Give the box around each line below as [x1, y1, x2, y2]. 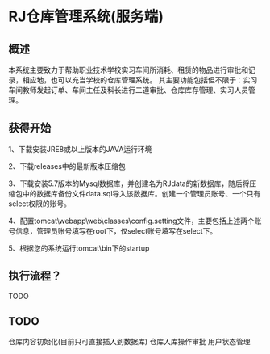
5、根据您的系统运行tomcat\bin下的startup [8, 243, 150, 253]
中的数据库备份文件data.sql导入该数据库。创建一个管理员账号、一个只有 [22, 188, 261, 198]
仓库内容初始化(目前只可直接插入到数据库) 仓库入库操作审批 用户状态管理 [8, 337, 251, 347]
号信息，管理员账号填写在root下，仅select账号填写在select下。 [8, 225, 218, 235]
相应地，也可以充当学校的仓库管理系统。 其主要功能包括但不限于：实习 [22, 75, 258, 85]
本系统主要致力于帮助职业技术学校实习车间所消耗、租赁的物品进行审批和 [8, 65, 248, 74]
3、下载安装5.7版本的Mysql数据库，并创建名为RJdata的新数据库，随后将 [8, 179, 250, 188]
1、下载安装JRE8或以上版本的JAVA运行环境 [8, 144, 152, 154]
